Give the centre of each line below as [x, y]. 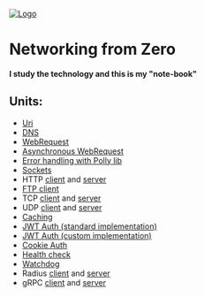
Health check [46, 254]
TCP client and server [61, 198]
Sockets [37, 170]
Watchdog [41, 263]
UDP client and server [62, 207]
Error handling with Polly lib [72, 160]
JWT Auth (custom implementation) [87, 235]
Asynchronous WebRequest [72, 151]
